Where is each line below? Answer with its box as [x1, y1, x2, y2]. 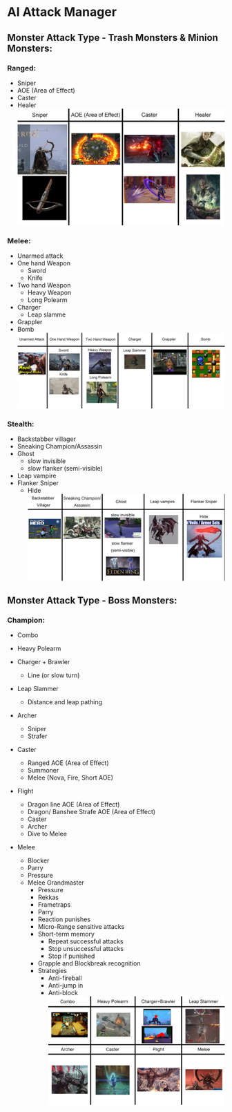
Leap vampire [17, 471, 57, 480]
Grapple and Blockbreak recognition [37, 959, 141, 968]
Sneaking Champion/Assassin [17, 442, 102, 451]
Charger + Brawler [17, 658, 70, 666]
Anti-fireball [48, 974, 82, 982]
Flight [17, 787, 34, 795]
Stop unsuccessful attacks [48, 945, 124, 953]
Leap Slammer [17, 685, 59, 693]
